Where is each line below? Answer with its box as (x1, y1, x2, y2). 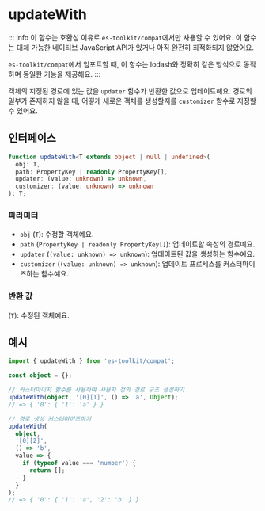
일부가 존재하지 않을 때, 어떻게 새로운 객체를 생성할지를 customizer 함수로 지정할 (8, 96, 257, 105)
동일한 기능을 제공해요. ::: (22, 69, 101, 78)
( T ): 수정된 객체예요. (8, 311, 70, 320)
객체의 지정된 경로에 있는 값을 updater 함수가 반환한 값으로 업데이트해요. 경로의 (8, 86, 252, 96)
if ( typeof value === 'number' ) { (22, 460, 136, 467)
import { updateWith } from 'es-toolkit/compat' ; (8, 357, 176, 365)
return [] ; (28, 466, 66, 475)
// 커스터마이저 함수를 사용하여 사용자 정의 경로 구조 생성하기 (8, 386, 185, 394)
